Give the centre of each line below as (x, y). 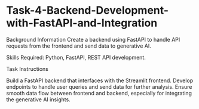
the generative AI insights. (38, 99)
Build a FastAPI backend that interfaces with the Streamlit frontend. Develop (100, 80)
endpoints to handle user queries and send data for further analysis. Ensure (99, 86)
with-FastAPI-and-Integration (82, 23)
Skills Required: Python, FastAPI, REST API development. (76, 57)
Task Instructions (27, 68)
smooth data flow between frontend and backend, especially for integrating (99, 93)
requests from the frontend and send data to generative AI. (79, 46)
